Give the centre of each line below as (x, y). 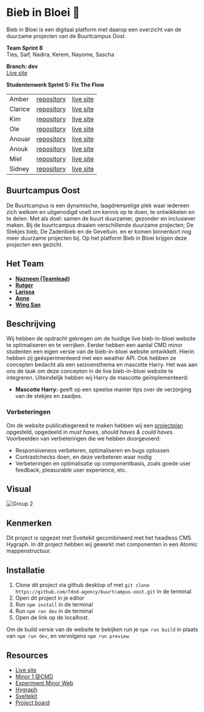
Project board (32, 702)
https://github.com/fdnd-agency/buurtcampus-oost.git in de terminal (103, 592)
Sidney (19, 169)
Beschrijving (31, 323)
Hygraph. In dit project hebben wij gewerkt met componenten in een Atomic (102, 545)
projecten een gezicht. (35, 244)
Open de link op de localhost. (52, 618)
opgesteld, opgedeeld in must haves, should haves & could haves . (90, 432)
